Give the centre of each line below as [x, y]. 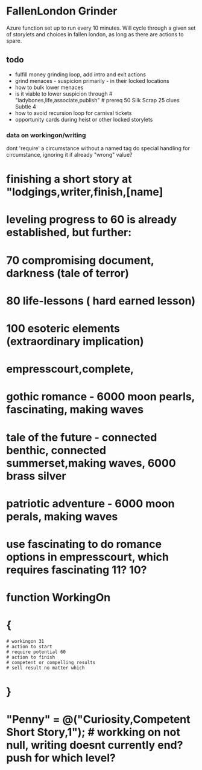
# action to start [29, 647]
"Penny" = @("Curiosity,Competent [99, 719]
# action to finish [31, 657]
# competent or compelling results [51, 663]
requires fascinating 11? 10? [77, 570]
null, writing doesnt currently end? [95, 745]
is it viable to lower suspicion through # [64, 94]
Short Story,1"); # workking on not [93, 732]
